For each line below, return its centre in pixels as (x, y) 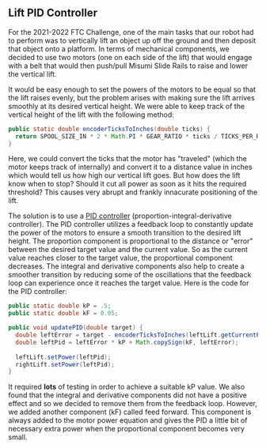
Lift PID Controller (53, 13)
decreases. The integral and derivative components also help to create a (126, 266)
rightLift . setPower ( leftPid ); (65, 364)
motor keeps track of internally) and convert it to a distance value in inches (130, 167)
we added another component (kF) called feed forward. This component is (130, 412)
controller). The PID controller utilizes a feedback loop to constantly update (131, 224)
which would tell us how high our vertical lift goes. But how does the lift (124, 175)
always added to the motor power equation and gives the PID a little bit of (128, 420)
